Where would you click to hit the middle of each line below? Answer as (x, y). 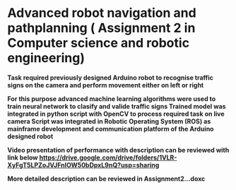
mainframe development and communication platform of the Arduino (111, 129)
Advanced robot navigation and (102, 13)
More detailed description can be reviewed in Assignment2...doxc (106, 179)
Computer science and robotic (98, 43)
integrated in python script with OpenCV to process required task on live (116, 114)
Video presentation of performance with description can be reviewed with (118, 150)
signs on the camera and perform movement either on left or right (106, 85)
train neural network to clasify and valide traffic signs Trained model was (117, 106)
